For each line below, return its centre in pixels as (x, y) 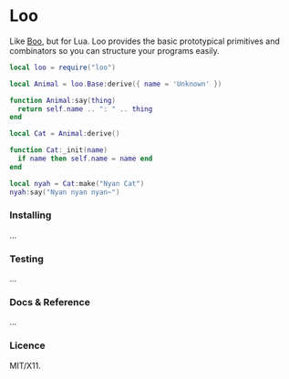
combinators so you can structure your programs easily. (115, 50)
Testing (26, 259)
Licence (27, 345)
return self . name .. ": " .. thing (85, 109)
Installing (31, 215)
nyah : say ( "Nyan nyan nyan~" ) (65, 192)
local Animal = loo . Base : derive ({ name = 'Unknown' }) (116, 84)
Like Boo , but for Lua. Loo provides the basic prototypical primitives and (145, 41)
